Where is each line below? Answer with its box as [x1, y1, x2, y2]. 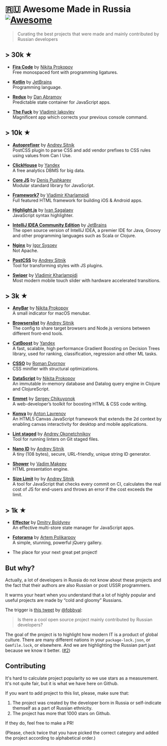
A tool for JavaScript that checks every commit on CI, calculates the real [12, 481, 161, 487]
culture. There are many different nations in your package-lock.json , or [5, 637, 151, 643]
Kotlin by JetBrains [12, 79, 52, 85]
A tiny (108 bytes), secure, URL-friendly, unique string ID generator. [12, 451, 151, 457]
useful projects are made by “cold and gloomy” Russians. [5, 597, 123, 603]
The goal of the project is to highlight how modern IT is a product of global [5, 632, 158, 637]
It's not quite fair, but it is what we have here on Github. [5, 680, 119, 686]
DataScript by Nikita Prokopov [12, 375, 76, 381]
